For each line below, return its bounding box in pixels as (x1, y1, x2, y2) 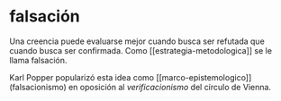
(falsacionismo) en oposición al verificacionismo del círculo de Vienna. (9, 81, 272, 92)
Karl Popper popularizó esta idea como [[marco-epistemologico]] (9, 72, 252, 82)
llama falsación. (9, 55, 68, 65)
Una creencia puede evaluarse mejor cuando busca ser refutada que (9, 36, 266, 46)
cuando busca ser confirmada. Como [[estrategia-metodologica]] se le (9, 45, 273, 55)
